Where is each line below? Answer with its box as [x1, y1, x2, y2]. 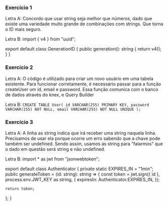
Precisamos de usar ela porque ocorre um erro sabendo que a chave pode [5, 135, 160, 141]
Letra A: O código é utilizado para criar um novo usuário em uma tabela [5, 75, 154, 81]
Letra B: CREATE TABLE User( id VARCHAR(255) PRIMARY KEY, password [5, 101, 149, 107]
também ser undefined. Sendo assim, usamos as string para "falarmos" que [5, 141, 163, 147]
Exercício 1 [5, 4, 32, 11]
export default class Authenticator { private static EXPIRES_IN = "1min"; [5, 166, 154, 172]
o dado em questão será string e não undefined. [5, 146, 105, 152]
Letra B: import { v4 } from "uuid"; [5, 36, 76, 42]
